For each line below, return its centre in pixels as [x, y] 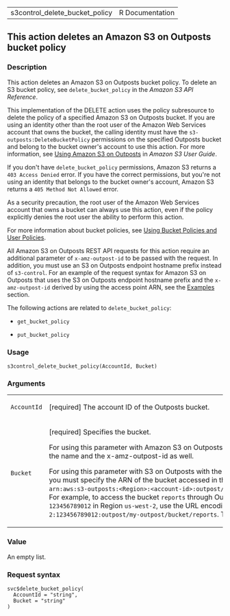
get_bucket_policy [43, 322]
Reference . [23, 97]
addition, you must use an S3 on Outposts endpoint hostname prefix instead [114, 265]
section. [18, 294]
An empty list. [27, 557]
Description [27, 67]
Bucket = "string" [40, 601]
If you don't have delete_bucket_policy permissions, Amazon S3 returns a [112, 167]
